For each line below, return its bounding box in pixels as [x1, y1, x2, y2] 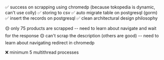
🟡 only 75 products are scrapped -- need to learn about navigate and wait [5, 26, 157, 31]
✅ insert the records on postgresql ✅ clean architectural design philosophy [5, 15, 158, 21]
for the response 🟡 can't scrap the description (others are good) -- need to [5, 33, 159, 38]
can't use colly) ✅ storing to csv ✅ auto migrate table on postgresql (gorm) [5, 10, 158, 15]
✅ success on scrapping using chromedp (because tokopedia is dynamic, [5, 4, 156, 10]
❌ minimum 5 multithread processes [5, 49, 79, 55]
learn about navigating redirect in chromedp [5, 40, 95, 46]
